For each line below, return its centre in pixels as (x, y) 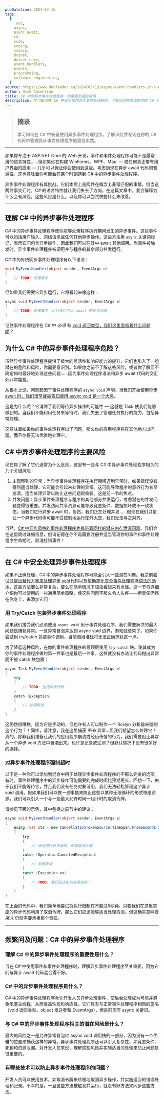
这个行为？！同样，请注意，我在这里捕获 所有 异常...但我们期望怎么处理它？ (81, 730)
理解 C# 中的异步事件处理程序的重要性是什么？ (60, 955)
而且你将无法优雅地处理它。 (41, 435)
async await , (27, 32)
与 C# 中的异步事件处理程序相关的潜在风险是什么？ (65, 1024)
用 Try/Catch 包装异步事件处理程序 (46, 613)
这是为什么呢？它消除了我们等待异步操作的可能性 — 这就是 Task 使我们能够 (81, 406)
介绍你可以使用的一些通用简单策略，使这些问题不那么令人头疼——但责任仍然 (82, 593)
